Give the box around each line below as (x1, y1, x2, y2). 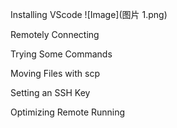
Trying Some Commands (10, 48, 113, 60)
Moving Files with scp (10, 68, 100, 79)
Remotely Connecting (10, 29, 100, 40)
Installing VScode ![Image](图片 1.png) (10, 9, 168, 20)
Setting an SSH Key (10, 87, 91, 98)
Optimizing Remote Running (10, 106, 126, 118)
